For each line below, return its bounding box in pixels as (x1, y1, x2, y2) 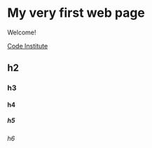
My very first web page (7, 5, 146, 21)
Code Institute (7, 41, 48, 50)
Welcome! (7, 28, 36, 36)
